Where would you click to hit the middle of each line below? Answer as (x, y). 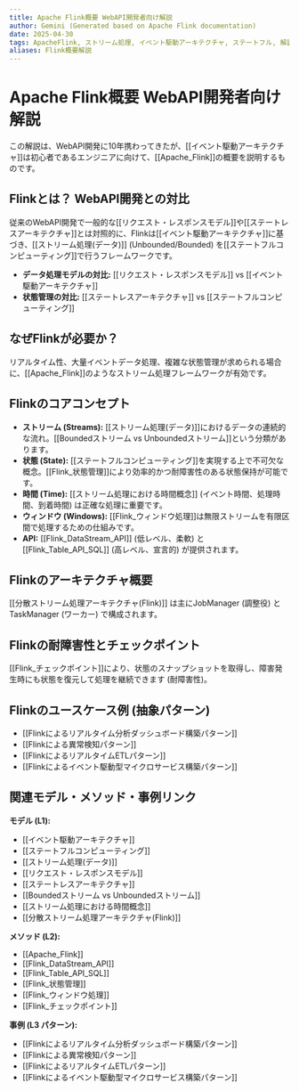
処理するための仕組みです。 (89, 527)
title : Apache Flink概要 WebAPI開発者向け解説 (91, 17)
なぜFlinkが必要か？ (64, 339)
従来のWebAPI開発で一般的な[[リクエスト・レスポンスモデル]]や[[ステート (145, 222)
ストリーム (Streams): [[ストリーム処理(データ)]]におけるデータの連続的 (154, 427)
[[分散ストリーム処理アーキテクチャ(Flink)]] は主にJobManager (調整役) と (145, 603)
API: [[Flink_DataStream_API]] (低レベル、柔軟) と (113, 538)
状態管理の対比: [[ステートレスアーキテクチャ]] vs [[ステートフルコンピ (152, 297)
